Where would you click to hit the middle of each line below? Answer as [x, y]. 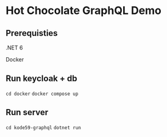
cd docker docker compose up [42, 94]
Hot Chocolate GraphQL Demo [84, 11]
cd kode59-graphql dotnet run [44, 128]
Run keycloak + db [41, 79]
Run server [27, 112]
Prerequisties [32, 33]
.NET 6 [14, 47]
